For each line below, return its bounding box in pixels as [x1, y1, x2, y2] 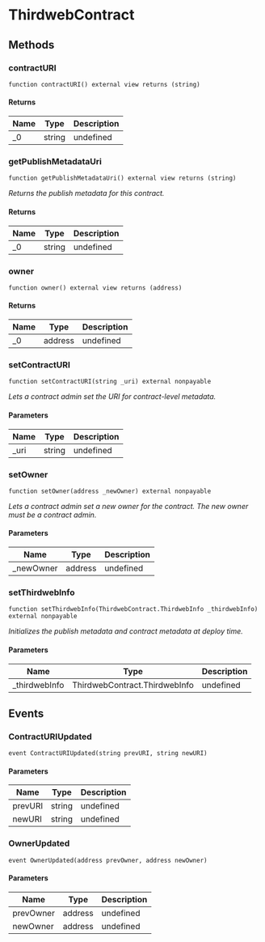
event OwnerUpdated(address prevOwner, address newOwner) [8, 856, 208, 864]
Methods [8, 38, 55, 52]
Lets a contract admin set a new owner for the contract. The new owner [8, 501, 249, 511]
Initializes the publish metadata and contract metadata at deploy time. [8, 626, 244, 636]
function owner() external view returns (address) [8, 283, 183, 292]
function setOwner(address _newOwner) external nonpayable [8, 487, 212, 495]
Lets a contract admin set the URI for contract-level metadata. [8, 392, 217, 401]
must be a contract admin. [8, 510, 97, 520]
